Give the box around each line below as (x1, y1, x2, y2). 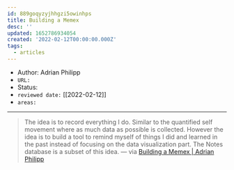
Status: (17, 83, 38, 91)
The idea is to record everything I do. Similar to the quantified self (24, 118, 213, 126)
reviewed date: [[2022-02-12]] (17, 90, 107, 98)
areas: (17, 99, 37, 106)
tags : (7, 42, 23, 49)
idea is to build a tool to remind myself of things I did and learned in (24, 132, 218, 141)
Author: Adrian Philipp (17, 68, 81, 77)
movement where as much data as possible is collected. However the (24, 125, 224, 133)
